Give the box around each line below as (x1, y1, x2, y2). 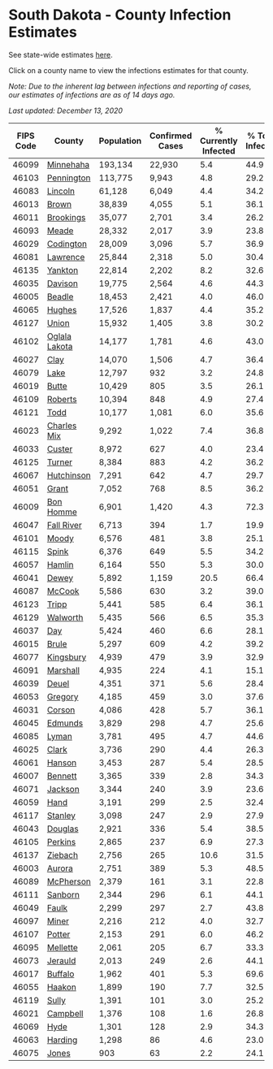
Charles (46, 420, 77, 431)
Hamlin (46, 559, 74, 570)
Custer (46, 443, 73, 454)
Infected (201, 145, 236, 156)
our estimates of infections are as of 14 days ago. (8, 89, 175, 99)
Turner (46, 457, 73, 468)
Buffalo (46, 968, 75, 980)
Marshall (46, 664, 80, 676)
